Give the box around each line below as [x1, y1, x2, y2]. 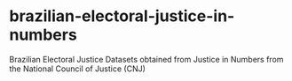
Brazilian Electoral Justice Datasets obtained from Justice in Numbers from [9, 54, 284, 64]
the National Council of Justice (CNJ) [9, 63, 146, 74]
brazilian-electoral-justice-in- [9, 6, 235, 26]
